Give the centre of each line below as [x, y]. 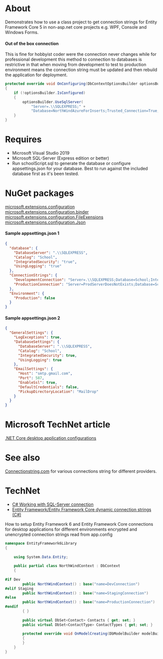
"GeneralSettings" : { [31, 333]
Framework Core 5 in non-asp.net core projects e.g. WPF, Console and [76, 27]
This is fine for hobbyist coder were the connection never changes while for [81, 54]
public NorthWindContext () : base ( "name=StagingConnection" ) [86, 593]
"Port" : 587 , [31, 378]
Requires [24, 140]
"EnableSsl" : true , [37, 382]
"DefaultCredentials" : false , [48, 387]
